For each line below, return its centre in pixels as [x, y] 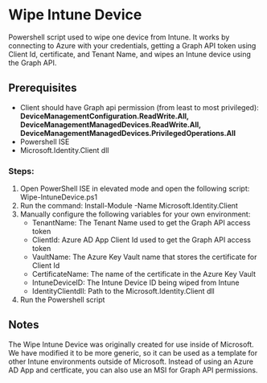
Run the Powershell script [62, 300]
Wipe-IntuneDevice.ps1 [59, 197]
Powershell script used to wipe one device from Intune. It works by [119, 37]
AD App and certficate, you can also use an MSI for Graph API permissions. [133, 370]
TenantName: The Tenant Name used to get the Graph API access [141, 223]
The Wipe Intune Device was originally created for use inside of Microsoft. [131, 344]
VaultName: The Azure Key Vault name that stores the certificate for [144, 257]
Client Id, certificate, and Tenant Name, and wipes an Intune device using [130, 54]
